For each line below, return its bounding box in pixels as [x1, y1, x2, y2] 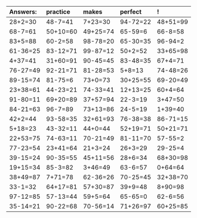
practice [46, 8, 70, 16]
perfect [120, 8, 142, 16]
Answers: [9, 8, 37, 16]
